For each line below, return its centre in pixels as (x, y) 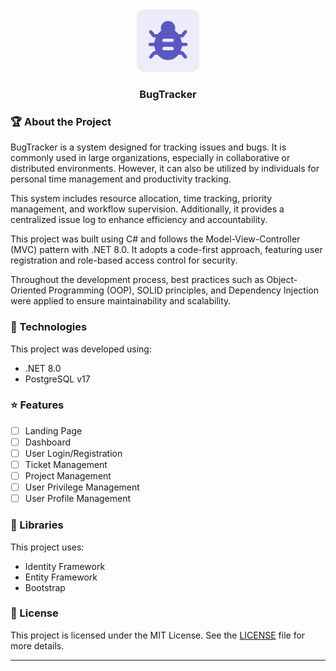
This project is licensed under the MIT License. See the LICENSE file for (158, 635)
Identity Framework (65, 566)
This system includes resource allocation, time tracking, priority (141, 199)
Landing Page (53, 430)
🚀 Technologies (49, 327)
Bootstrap (45, 587)
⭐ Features (37, 405)
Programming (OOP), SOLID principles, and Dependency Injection (183, 290)
